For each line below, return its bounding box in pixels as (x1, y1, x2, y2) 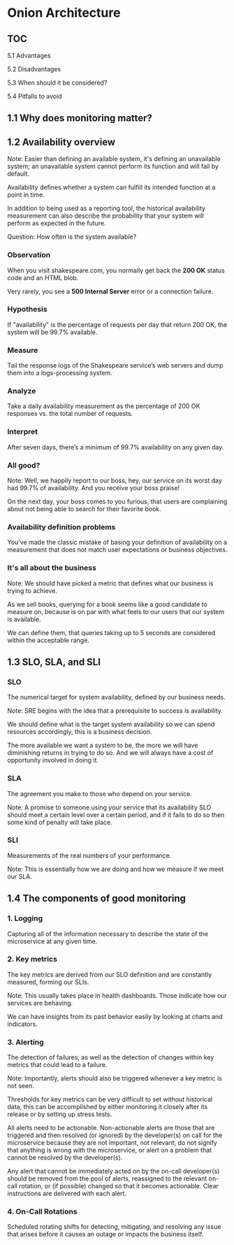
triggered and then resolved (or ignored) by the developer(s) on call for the (7, 1131, 223, 1139)
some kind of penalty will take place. (7, 818, 113, 826)
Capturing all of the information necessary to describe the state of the (7, 929, 209, 938)
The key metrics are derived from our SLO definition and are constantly (7, 970, 212, 978)
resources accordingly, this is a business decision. (7, 728, 152, 736)
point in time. (7, 190, 45, 199)
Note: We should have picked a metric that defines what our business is (7, 579, 214, 587)
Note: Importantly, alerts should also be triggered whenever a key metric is (7, 1074, 222, 1083)
